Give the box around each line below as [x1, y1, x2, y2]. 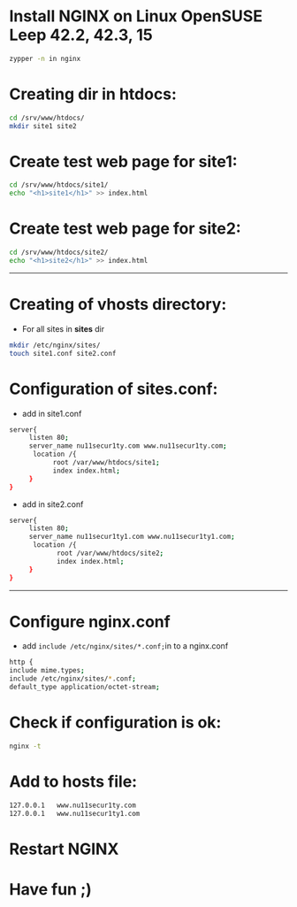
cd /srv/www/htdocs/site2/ [9, 248, 109, 257]
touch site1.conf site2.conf [9, 349, 117, 357]
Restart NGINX [9, 839, 119, 859]
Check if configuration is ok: [9, 712, 222, 733]
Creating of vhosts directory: [9, 295, 227, 315]
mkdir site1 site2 [9, 121, 77, 130]
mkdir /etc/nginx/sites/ [9, 341, 101, 350]
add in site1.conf [21, 408, 82, 419]
